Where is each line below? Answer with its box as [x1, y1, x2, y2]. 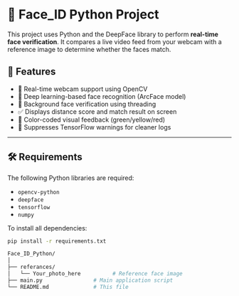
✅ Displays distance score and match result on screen [17, 107, 177, 116]
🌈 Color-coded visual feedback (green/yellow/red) [17, 115, 166, 124]
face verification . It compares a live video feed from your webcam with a [7, 37, 222, 46]
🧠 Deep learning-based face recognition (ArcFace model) [17, 92, 186, 100]
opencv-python [17, 189, 60, 196]
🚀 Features [7, 65, 56, 78]
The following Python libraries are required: [7, 174, 134, 182]
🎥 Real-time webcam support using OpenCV [17, 85, 148, 93]
